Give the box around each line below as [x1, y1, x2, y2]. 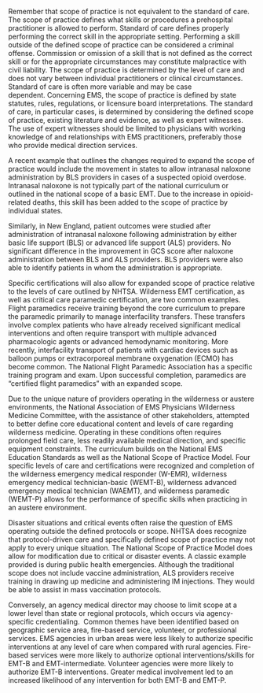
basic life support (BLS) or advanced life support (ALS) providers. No [8, 238, 232, 247]
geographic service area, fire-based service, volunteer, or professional [8, 625, 237, 635]
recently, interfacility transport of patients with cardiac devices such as [8, 346, 238, 354]
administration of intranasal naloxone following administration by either [8, 230, 237, 239]
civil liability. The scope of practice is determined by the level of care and [8, 65, 245, 74]
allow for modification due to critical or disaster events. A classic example [8, 551, 247, 561]
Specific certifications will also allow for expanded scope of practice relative [8, 279, 255, 287]
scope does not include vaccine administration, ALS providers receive [8, 569, 235, 577]
